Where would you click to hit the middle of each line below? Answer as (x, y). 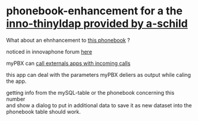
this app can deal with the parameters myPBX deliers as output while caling (99, 75)
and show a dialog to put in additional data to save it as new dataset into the (99, 105)
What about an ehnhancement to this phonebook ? (68, 40)
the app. (16, 81)
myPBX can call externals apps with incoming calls (68, 63)
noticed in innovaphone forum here (49, 51)
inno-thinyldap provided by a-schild (97, 24)
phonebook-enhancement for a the (95, 11)
